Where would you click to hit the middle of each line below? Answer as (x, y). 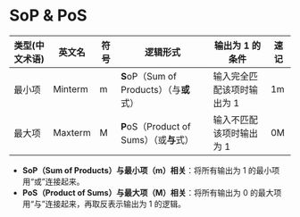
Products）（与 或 (155, 89)
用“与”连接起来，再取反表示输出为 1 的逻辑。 (104, 204)
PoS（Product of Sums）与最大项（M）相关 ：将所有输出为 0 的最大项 (152, 192)
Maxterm (72, 132)
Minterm (71, 88)
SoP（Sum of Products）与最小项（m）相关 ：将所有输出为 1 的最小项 (151, 170)
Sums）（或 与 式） (157, 139)
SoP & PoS (48, 16)
